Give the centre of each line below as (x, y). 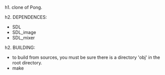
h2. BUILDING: (20, 47)
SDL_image (24, 32)
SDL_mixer (23, 38)
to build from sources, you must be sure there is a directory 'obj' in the (86, 57)
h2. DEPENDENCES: (26, 17)
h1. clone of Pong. (24, 7)
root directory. (27, 63)
